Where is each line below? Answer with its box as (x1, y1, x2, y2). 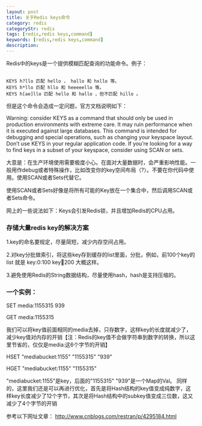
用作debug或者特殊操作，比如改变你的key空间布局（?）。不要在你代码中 (11, 166, 189, 174)
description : (6, 43, 39, 49)
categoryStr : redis (6, 25, 55, 32)
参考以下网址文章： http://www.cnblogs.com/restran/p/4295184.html (6, 413, 177, 420)
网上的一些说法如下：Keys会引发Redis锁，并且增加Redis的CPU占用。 (6, 207, 179, 214)
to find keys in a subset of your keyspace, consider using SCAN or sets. (6, 146, 184, 154)
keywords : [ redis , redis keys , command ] (6, 37, 103, 43)
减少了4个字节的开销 (6, 400, 58, 407)
